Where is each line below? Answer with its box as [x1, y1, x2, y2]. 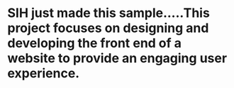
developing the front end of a [7, 35, 182, 51]
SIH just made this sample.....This [7, 5, 211, 21]
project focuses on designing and [7, 20, 209, 36]
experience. [7, 65, 80, 82]
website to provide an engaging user [7, 50, 228, 67]
